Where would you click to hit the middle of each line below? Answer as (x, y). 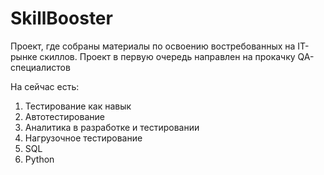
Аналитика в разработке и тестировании (112, 127)
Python (39, 159)
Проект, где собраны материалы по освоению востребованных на (153, 46)
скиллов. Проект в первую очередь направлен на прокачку (167, 56)
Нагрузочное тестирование (83, 138)
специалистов (40, 67)
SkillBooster (61, 18)
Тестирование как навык (78, 106)
